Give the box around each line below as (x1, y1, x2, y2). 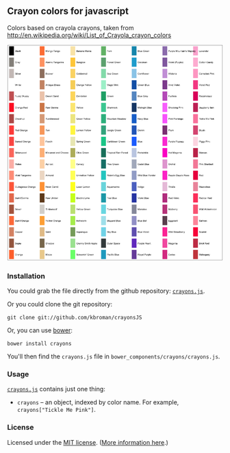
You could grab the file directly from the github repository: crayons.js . (7, 287, 205, 295)
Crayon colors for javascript (7, 5, 129, 17)
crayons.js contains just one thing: (7, 385, 106, 393)
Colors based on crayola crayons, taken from (7, 23, 135, 32)
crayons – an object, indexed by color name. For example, (16, 398, 179, 406)
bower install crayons (7, 341, 72, 347)
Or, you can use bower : (7, 326, 73, 334)
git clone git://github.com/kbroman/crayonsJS (7, 315, 142, 321)
